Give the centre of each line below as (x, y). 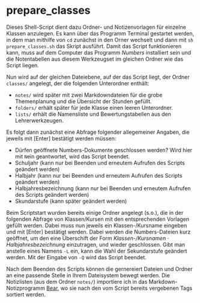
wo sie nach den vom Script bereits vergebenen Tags (126, 288)
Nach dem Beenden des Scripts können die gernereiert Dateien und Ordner (100, 269)
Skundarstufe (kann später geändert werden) (71, 201)
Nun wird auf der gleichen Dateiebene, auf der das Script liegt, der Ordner (98, 77)
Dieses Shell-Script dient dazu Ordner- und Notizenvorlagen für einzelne (96, 27)
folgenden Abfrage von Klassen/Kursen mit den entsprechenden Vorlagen (98, 219)
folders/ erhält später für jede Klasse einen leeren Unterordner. (94, 107)
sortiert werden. (26, 294)
